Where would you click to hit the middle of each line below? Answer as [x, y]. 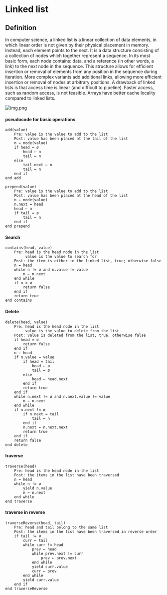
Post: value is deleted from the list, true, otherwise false [80, 335]
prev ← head [44, 549]
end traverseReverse [27, 589]
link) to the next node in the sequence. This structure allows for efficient [79, 66]
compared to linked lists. [30, 98]
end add [13, 178]
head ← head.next [50, 379]
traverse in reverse [25, 512]
